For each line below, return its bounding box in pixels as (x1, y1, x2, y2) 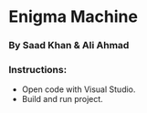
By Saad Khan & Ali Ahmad (8, 39, 130, 52)
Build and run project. (21, 94, 104, 105)
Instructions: (8, 64, 68, 77)
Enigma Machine (8, 6, 139, 27)
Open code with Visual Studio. (21, 84, 136, 95)
